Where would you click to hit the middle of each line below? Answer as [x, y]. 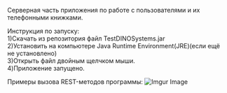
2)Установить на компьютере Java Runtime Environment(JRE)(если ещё [114, 46]
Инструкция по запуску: [43, 31]
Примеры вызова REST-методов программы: [75, 82]
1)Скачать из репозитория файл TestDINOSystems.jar [86, 38]
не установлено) [32, 53]
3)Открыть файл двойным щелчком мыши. [71, 61]
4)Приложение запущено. [46, 68]
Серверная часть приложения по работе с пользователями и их [104, 10]
